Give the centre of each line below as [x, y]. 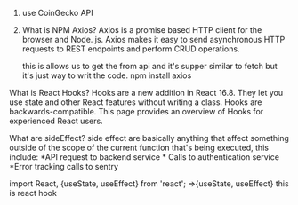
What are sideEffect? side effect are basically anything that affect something [149, 138]
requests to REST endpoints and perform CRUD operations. [131, 49]
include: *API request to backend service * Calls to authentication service [145, 157]
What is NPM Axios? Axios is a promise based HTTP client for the [142, 30]
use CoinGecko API [57, 13]
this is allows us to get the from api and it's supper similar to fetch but [149, 66]
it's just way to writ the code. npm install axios [107, 75]
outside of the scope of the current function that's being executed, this [139, 147]
